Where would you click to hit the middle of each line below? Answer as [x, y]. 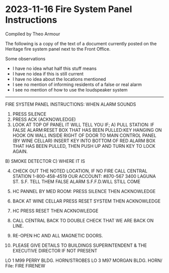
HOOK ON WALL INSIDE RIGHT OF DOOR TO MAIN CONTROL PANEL [84, 135]
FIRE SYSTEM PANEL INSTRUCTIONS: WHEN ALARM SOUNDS [71, 104]
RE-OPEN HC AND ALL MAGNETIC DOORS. [58, 235]
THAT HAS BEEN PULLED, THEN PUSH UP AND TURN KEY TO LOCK [84, 146]
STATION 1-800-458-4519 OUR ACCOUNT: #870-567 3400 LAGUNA [84, 176]
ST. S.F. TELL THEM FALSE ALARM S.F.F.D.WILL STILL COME [76, 181]
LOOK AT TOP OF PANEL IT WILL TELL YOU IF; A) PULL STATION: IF [83, 125]
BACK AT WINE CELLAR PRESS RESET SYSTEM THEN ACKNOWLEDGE [87, 201]
